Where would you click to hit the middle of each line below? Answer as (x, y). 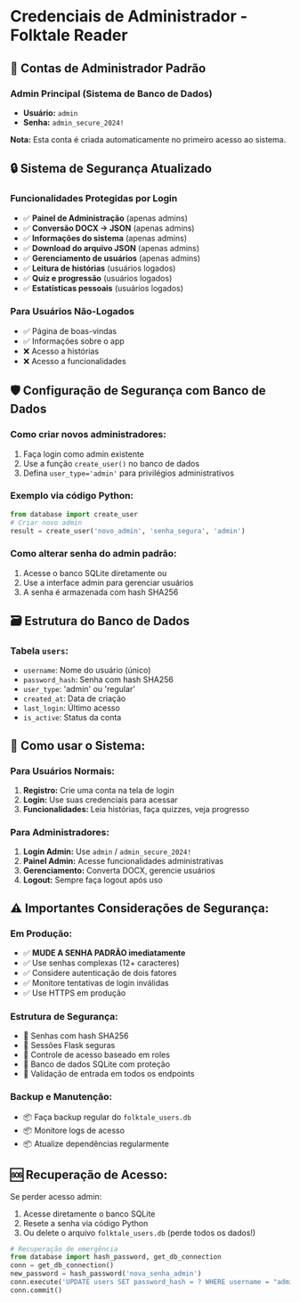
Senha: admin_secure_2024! (73, 122)
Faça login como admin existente (84, 454)
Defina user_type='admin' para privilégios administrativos (129, 473)
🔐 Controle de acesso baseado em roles (96, 1055)
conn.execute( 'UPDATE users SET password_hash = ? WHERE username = (140, 1282)
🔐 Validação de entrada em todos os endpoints (109, 1074)
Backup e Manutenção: (61, 1097)
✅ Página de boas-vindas (70, 330)
